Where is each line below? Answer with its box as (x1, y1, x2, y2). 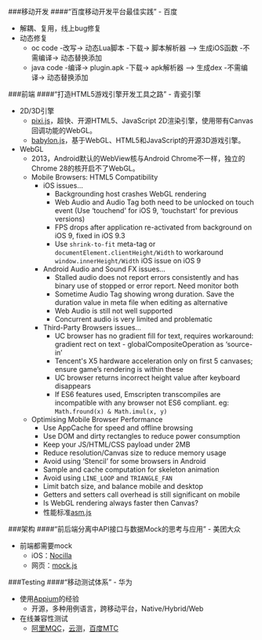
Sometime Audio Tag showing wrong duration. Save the (54, 289, 235, 299)
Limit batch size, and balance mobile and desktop (42, 482, 204, 491)
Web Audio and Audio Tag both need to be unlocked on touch (54, 197, 255, 207)
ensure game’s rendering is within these (54, 365, 184, 373)
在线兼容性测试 (19, 614, 68, 623)
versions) (54, 215, 86, 223)
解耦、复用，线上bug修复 (19, 24, 102, 33)
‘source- (225, 340, 253, 348)
